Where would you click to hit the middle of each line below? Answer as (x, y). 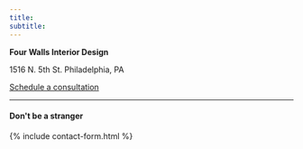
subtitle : (28, 26)
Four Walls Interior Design (59, 51)
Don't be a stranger (46, 116)
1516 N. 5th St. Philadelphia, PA (67, 70)
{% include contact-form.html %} (71, 135)
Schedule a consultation (54, 87)
